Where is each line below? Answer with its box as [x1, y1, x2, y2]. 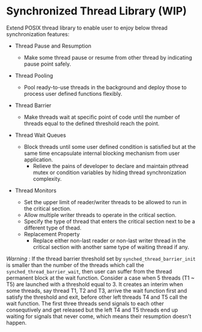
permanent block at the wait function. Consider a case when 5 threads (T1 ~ [6, 274, 195, 281]
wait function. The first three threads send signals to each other [6, 299, 164, 307]
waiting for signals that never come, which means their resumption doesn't [6, 312, 192, 320]
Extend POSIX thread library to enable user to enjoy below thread [6, 24, 168, 31]
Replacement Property [23, 230, 80, 237]
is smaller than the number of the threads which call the [6, 261, 144, 269]
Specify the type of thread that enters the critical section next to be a [23, 218, 195, 225]
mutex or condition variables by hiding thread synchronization [32, 169, 186, 176]
